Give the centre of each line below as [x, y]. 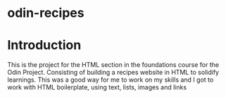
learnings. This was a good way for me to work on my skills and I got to [111, 80]
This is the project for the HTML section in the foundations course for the [113, 65]
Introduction [44, 45]
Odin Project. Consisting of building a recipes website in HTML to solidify [113, 73]
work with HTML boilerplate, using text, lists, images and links [97, 87]
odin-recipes [46, 13]
